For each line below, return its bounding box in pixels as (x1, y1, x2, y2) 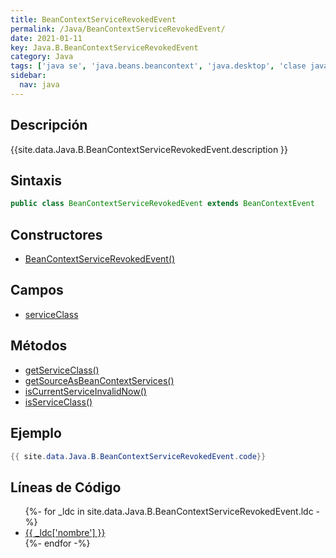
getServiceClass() (24, 364, 100, 376)
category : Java (10, 52, 74, 62)
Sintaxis (10, 172, 63, 189)
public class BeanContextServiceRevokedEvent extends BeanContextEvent (10, 199, 315, 209)
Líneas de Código (10, 479, 122, 496)
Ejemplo (10, 425, 62, 442)
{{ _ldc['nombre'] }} (24, 527, 106, 539)
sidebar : (10, 71, 47, 81)
